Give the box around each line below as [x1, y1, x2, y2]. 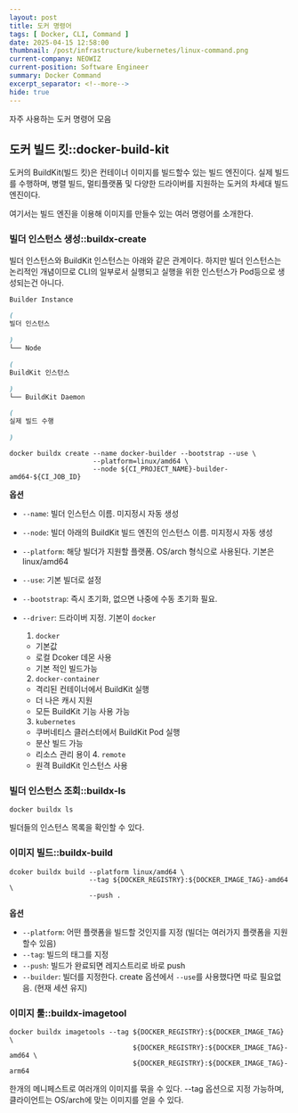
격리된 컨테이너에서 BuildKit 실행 [35, 684, 149, 695]
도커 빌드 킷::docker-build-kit [9, 142, 170, 157]
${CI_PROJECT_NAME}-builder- [120, 465, 229, 474]
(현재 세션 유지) [34, 982, 88, 993]
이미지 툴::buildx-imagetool [9, 1007, 127, 1019]
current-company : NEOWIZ [9, 54, 101, 63]
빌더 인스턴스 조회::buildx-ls [9, 785, 126, 797]
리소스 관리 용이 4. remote [35, 749, 126, 760]
